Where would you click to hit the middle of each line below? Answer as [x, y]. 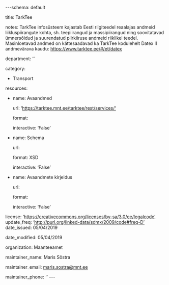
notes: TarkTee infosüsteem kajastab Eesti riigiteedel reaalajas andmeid [80, 27]
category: [15, 69]
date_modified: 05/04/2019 [34, 237]
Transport [23, 78]
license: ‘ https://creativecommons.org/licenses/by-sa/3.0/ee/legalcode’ [80, 217]
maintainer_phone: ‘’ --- [30, 277]
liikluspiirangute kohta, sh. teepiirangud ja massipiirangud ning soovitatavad [85, 32]
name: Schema [28, 138]
